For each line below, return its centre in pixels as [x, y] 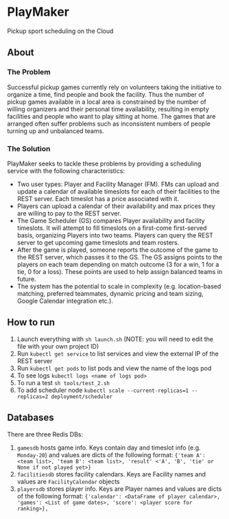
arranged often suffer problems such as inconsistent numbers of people [109, 124]
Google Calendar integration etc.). [65, 301]
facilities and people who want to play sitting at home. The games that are [111, 116]
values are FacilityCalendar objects [68, 481]
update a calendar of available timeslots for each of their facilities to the [118, 191]
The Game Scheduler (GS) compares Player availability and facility [111, 220]
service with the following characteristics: [66, 171]
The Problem [29, 72]
